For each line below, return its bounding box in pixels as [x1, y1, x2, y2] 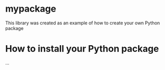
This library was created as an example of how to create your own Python [5, 20, 160, 26]
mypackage [5, 3, 57, 15]
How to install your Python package [5, 43, 159, 55]
